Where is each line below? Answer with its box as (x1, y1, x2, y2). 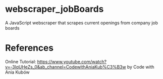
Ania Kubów (5, 69, 30, 75)
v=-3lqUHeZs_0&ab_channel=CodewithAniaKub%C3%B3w (5, 64, 126, 70)
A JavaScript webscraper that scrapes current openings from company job (5, 20, 158, 26)
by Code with (127, 64, 155, 70)
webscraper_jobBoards (5, 3, 104, 15)
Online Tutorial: (5, 58, 36, 65)
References (5, 42, 54, 54)
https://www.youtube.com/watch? (37, 58, 107, 65)
